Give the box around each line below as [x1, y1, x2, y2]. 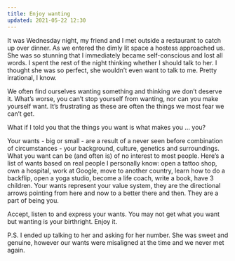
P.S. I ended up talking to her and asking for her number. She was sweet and [7, 231, 229, 239]
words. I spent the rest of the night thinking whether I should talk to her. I [7, 58, 217, 67]
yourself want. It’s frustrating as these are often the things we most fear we [7, 102, 224, 110]
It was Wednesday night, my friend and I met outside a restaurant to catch [7, 36, 222, 44]
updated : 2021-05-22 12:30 [7, 17, 86, 24]
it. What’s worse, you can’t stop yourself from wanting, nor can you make [7, 94, 219, 102]
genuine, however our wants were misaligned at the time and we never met [7, 238, 224, 246]
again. [7, 246, 26, 254]
